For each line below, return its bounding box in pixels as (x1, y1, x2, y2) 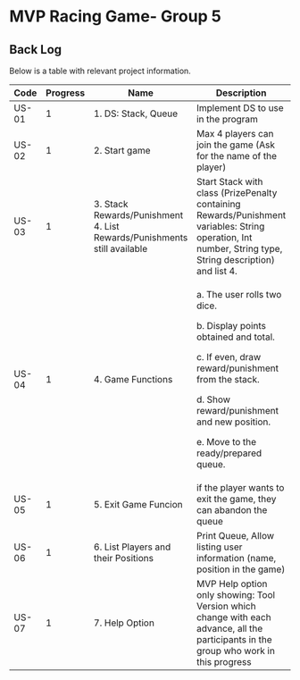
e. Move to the (196, 436, 257, 448)
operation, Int (196, 231, 253, 243)
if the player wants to (196, 482, 285, 493)
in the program (196, 113, 259, 125)
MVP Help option (196, 578, 268, 590)
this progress (196, 656, 252, 667)
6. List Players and (93, 541, 171, 553)
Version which (196, 600, 256, 612)
